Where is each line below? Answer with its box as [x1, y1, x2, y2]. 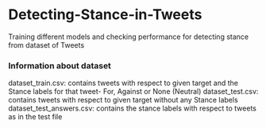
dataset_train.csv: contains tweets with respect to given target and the [8, 78, 239, 88]
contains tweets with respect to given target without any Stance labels [8, 95, 238, 105]
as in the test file [8, 112, 63, 122]
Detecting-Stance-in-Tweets [8, 6, 202, 24]
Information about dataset [8, 60, 111, 71]
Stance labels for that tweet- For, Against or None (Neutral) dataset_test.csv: [8, 87, 259, 96]
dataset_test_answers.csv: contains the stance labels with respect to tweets [8, 103, 256, 113]
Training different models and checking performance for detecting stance [8, 32, 249, 41]
